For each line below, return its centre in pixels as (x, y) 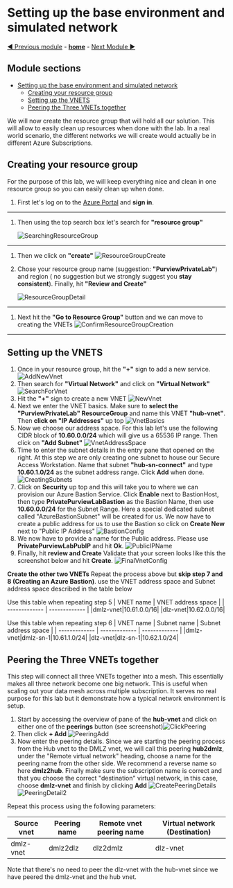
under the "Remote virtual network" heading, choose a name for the (114, 756)
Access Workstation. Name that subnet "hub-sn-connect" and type (115, 465)
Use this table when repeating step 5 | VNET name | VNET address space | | (116, 602)
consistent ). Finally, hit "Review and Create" (82, 284)
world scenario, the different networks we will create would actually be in (112, 135)
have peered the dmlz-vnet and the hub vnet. (72, 877)
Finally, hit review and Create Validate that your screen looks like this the (121, 553)
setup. (16, 706)
